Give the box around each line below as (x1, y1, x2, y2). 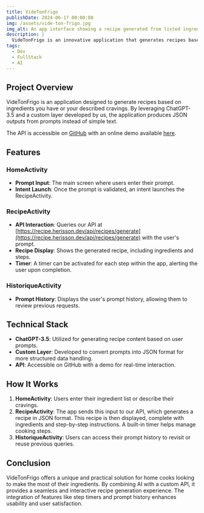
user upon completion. (15, 266, 72, 274)
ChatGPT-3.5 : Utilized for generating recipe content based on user (15, 336, 183, 343)
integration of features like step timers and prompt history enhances (6, 494, 177, 501)
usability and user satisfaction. (6, 500, 83, 508)
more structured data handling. (15, 355, 93, 362)
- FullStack (12, 54, 42, 60)
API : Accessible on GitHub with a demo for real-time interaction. (15, 361, 176, 368)
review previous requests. (15, 301, 80, 309)
